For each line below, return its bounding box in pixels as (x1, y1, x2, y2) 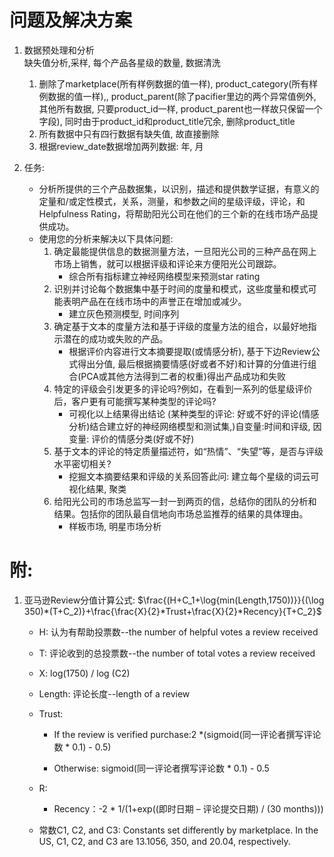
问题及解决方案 (9, 9, 133, 32)
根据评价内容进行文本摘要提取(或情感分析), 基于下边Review (68, 345, 312, 357)
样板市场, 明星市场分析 (68, 520, 162, 532)
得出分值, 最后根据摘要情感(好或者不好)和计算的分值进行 (77, 357, 309, 370)
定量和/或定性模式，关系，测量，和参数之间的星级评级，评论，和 (38, 195, 306, 207)
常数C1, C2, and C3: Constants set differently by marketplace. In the (38, 824, 319, 836)
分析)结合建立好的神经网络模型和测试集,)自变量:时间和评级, (68, 420, 311, 432)
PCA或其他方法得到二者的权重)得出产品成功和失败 (80, 370, 286, 382)
